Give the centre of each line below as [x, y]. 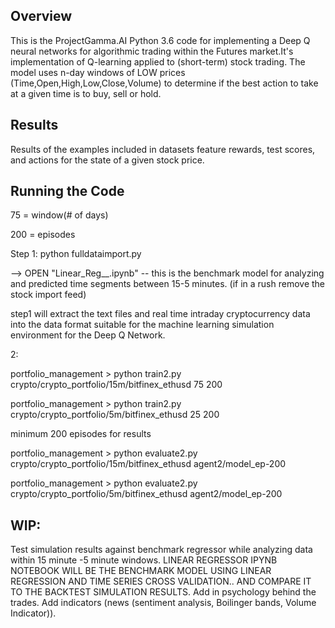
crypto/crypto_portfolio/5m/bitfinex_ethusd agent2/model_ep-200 [146, 494]
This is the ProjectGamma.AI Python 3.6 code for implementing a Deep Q [160, 40]
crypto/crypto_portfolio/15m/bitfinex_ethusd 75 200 [116, 385]
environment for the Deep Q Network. [88, 335]
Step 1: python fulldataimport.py [76, 254]
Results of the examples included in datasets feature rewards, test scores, [163, 149]
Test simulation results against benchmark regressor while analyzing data [161, 550]
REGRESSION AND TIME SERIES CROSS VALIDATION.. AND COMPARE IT [161, 581]
